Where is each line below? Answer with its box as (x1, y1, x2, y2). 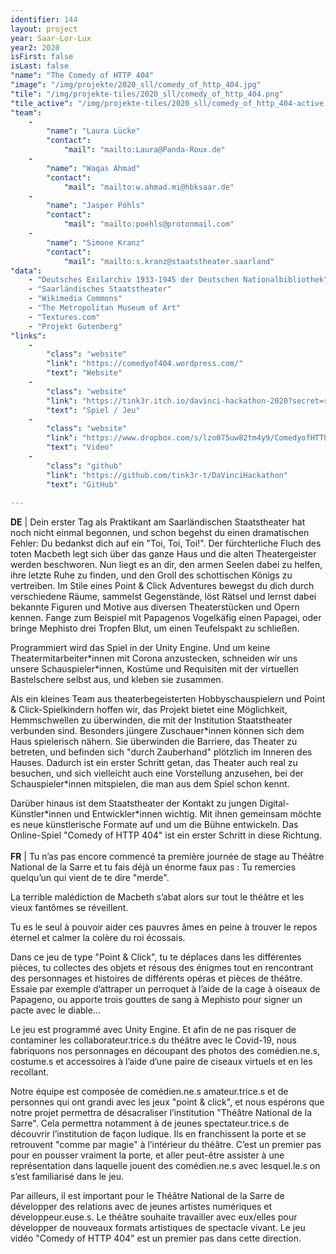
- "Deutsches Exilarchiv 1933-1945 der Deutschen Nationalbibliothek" (28, 275, 329, 285)
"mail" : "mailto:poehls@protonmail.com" (63, 219, 235, 230)
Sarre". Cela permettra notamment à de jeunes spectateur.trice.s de (10, 1117, 290, 1130)
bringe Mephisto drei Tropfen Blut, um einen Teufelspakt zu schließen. (10, 622, 300, 635)
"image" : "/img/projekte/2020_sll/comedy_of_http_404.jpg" (10, 80, 262, 90)
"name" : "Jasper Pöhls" (46, 201, 145, 211)
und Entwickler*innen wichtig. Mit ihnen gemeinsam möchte (73, 808, 322, 820)
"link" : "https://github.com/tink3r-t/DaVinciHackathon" (46, 470, 288, 480)
